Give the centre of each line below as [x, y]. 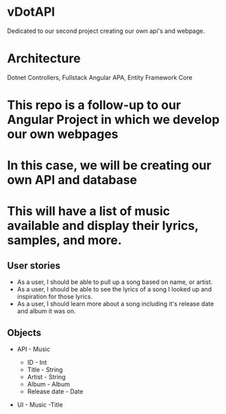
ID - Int [37, 363]
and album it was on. [46, 311]
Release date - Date [55, 391]
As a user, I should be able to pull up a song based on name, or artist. [115, 282]
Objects [24, 333]
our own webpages [63, 134]
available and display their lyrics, [103, 226]
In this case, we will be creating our [109, 166]
